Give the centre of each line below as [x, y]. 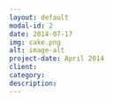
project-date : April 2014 [56, 59]
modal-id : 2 [31, 26]
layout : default [39, 17]
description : [33, 83]
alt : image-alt [37, 51]
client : [23, 67]
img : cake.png [35, 42]
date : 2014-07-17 [41, 34]
